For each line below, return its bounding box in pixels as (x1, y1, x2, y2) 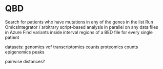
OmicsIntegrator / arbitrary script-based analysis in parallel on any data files (5, 24, 159, 30)
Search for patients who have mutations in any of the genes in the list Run (5, 19, 154, 25)
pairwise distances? (5, 58, 45, 64)
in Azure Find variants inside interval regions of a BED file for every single (5, 29, 153, 35)
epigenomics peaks (5, 49, 45, 55)
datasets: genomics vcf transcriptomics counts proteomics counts (5, 44, 138, 50)
